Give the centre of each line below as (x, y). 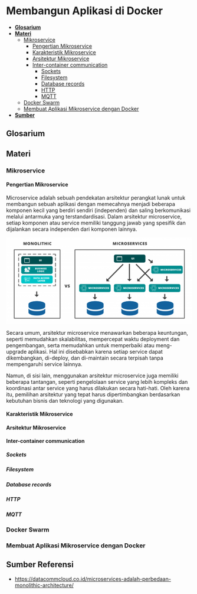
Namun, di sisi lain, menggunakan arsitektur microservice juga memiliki (92, 376)
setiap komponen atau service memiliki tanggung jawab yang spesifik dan (96, 223)
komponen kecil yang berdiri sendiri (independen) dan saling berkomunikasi (98, 210)
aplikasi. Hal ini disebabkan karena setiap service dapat (96, 351)
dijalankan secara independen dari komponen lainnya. (72, 229)
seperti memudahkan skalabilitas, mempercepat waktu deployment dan (93, 339)
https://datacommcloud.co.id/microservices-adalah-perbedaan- (93, 579)
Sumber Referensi (40, 565)
